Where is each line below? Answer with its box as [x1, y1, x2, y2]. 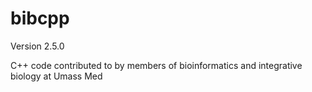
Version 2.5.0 [10, 40, 65, 52]
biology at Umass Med [10, 70, 103, 82]
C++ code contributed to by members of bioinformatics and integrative [10, 59, 303, 71]
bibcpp [10, 7, 70, 30]
